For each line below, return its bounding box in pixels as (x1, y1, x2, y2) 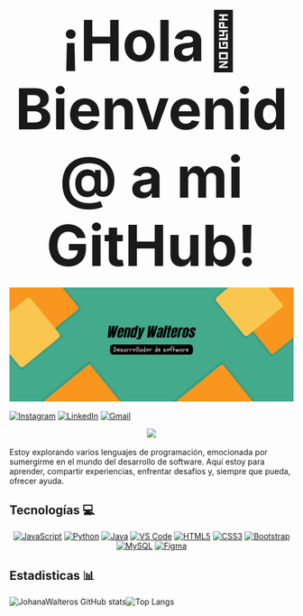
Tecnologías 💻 (9, 502, 96, 518)
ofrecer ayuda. (9, 475, 65, 486)
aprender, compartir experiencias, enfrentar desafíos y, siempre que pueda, (9, 465, 291, 476)
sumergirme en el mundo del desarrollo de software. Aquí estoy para (9, 456, 265, 467)
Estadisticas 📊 (9, 567, 96, 583)
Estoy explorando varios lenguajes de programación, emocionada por (9, 446, 268, 457)
